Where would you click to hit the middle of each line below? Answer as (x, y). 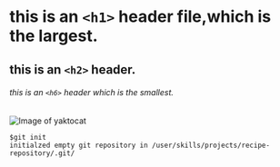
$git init (28, 137)
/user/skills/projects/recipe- (211, 145)
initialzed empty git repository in (79, 145)
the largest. (54, 36)
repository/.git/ (42, 153)
